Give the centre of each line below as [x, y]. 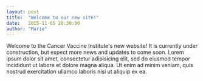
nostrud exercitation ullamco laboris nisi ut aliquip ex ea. [77, 72]
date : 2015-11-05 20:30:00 [43, 23]
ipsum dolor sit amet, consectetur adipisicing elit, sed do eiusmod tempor [98, 59]
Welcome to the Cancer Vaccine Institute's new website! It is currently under [102, 46]
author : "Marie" [27, 29]
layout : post [23, 12]
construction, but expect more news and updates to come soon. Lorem [95, 53]
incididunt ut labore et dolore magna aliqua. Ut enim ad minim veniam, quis [100, 65]
